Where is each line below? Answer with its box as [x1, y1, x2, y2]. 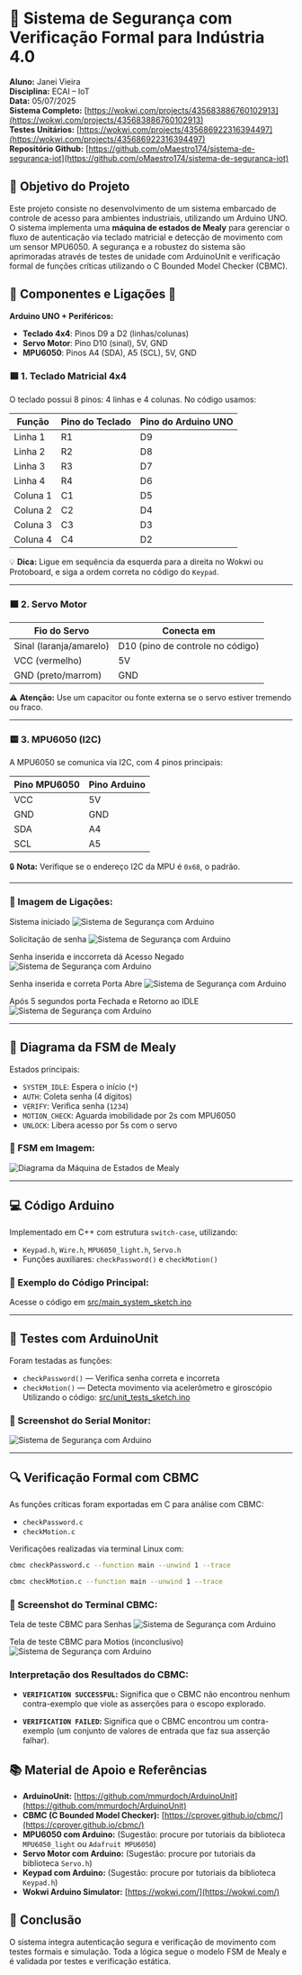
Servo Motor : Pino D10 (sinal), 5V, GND [22, 337, 168, 348]
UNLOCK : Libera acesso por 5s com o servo [22, 1120, 178, 1130]
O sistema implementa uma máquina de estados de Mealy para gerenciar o [9, 222, 290, 233]
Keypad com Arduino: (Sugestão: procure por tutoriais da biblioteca [22, 1868, 276, 1879]
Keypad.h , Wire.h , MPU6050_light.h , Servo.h [22, 1244, 182, 1255]
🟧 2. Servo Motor [9, 598, 87, 610]
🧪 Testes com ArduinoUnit [9, 1331, 159, 1347]
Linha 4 [13, 474, 46, 487]
